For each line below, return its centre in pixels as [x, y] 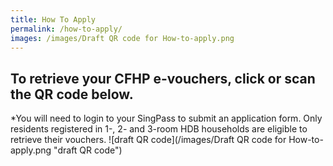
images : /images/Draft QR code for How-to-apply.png [122, 38]
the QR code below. [72, 94]
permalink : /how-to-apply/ [66, 29]
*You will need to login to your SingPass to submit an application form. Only [166, 118]
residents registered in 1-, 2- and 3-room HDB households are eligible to [159, 129]
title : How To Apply [53, 19]
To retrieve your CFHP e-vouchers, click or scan [163, 78]
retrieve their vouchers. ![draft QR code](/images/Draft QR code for [148, 140]
